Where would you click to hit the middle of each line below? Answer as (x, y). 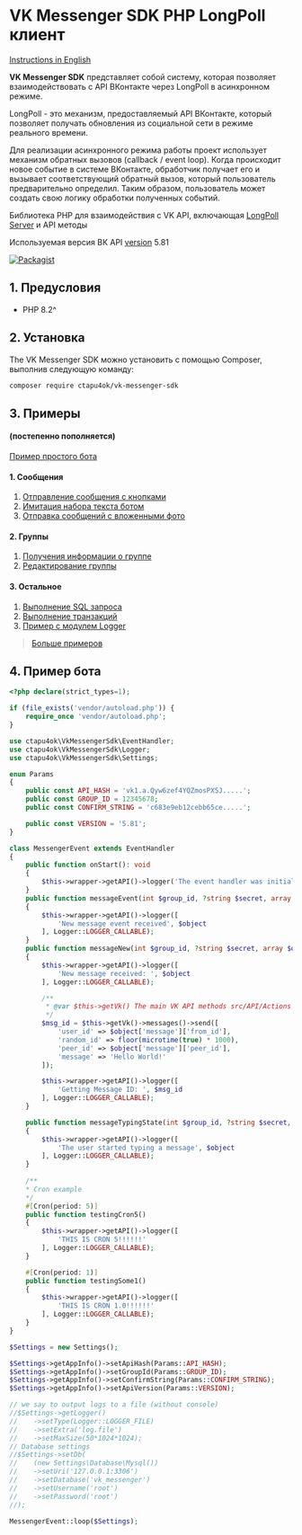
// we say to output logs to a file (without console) (114, 1405)
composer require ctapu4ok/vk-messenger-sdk (94, 386)
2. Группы (29, 537)
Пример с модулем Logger (74, 626)
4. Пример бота (55, 672)
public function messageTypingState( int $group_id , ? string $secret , (159, 1122)
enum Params (31, 774)
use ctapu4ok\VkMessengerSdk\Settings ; (84, 758)
